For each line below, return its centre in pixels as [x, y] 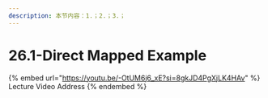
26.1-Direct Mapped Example [108, 55]
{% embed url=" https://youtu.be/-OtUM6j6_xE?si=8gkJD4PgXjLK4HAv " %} [134, 78]
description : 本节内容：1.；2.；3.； [67, 16]
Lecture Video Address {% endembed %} [78, 86]
